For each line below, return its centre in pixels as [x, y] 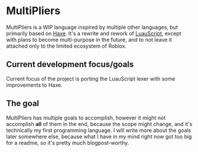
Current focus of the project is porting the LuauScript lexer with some [91, 78]
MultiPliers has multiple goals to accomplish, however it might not [86, 118]
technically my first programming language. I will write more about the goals [99, 130]
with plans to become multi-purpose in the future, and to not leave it [89, 39]
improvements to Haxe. [35, 85]
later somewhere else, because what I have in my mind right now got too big [99, 136]
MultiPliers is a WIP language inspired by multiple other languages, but [92, 27]
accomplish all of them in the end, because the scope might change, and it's [99, 124]
